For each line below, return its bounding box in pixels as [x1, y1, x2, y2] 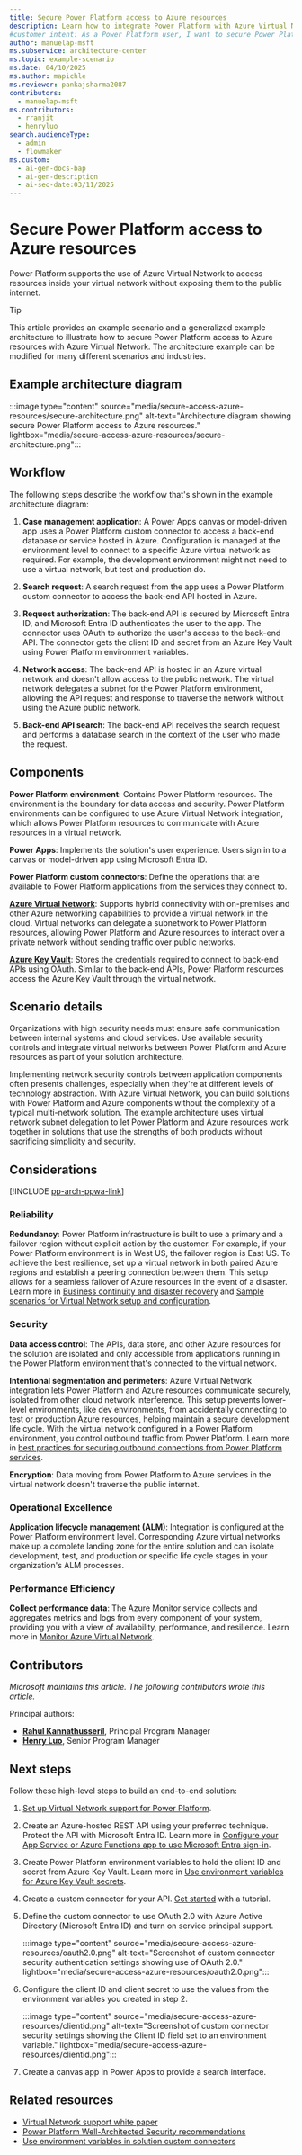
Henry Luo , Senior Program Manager [22, 1736, 160, 1746]
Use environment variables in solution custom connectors [22, 2135, 236, 2146]
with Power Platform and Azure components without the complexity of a [9, 1098, 276, 1109]
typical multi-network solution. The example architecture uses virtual [9, 1108, 264, 1118]
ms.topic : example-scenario [9, 55, 115, 64]
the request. [22, 739, 67, 750]
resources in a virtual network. [9, 827, 123, 838]
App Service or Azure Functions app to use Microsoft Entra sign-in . [22, 1839, 271, 1850]
